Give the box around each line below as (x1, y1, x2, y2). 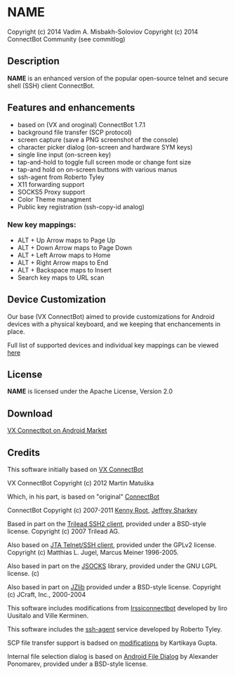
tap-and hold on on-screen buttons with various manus (17, 165, 177, 173)
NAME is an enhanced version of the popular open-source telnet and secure (7, 74, 229, 82)
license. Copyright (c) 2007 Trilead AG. (7, 527, 121, 536)
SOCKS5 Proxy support (17, 188, 86, 196)
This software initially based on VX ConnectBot (7, 465, 144, 474)
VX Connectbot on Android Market (7, 426, 107, 435)
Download (7, 407, 53, 419)
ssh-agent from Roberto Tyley (17, 173, 105, 181)
